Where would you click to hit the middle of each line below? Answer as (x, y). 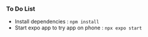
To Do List (21, 9)
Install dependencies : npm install (57, 22)
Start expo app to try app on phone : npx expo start (78, 28)
